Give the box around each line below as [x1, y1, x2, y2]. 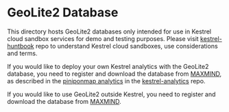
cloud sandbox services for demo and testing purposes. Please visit [7, 34, 199, 42]
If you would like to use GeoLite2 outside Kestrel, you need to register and [7, 90, 216, 98]
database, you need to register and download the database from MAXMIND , [7, 70, 222, 78]
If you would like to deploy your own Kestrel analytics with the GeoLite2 [7, 62, 209, 70]
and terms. [7, 49, 38, 57]
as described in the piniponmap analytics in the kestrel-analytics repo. [7, 76, 206, 85]
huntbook [7, 42, 34, 50]
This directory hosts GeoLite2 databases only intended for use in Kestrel [7, 27, 211, 36]
